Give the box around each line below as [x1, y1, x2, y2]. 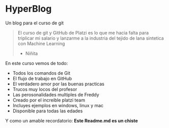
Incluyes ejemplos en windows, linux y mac [12, 102, 104, 108]
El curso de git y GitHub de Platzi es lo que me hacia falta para [17, 29, 149, 36]
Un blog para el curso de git [5, 20, 64, 26]
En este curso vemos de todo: [5, 60, 68, 66]
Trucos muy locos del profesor [12, 86, 77, 92]
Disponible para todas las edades [12, 108, 83, 114]
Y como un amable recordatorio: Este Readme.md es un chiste [5, 117, 138, 123]
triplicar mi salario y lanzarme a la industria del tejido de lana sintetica [17, 35, 164, 41]
